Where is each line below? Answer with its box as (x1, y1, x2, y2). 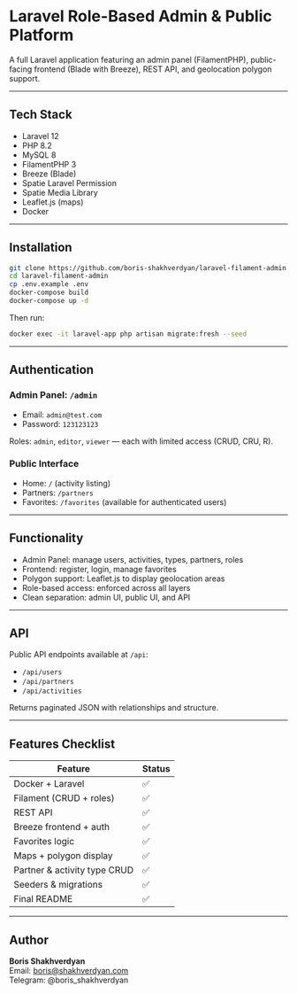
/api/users (21, 668, 63, 677)
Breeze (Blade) (21, 168, 77, 179)
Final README (13, 893, 73, 905)
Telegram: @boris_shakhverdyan (9, 975, 129, 985)
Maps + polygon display (13, 850, 113, 862)
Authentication (9, 362, 95, 377)
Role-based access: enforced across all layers (21, 582, 191, 593)
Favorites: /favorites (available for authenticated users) (21, 496, 227, 507)
